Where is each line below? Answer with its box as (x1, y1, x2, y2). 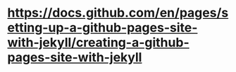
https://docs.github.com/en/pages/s (7, 5, 229, 21)
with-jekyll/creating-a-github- (7, 35, 190, 50)
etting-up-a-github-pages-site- (7, 20, 198, 36)
